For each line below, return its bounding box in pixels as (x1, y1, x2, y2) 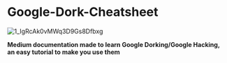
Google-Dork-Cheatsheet (7, 4, 159, 20)
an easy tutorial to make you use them (7, 48, 120, 56)
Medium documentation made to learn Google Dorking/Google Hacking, (7, 40, 220, 48)
